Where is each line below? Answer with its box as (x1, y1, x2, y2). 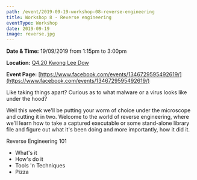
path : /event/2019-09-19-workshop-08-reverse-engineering (6, 8, 155, 15)
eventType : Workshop (6, 20, 58, 26)
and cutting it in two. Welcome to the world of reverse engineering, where (6, 113, 189, 121)
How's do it (14, 155, 44, 163)
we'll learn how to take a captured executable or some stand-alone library (6, 119, 190, 127)
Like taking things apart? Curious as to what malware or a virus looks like (6, 89, 187, 96)
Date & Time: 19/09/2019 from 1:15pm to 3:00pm (6, 47, 127, 55)
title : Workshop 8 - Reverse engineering (6, 14, 112, 20)
